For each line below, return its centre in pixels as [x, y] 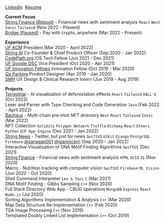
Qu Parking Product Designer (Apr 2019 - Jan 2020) [58, 74]
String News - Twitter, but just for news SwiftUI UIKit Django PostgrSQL [78, 136]
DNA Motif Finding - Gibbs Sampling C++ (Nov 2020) [59, 184]
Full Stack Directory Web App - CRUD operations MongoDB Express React [78, 189]
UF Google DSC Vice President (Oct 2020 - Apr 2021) [60, 63]
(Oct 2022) [16, 99]
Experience [17, 42]
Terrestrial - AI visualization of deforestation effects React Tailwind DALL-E [81, 94]
